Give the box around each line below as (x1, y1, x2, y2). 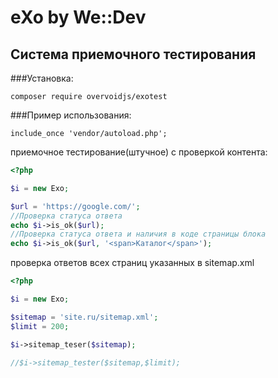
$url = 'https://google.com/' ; (10, 201, 141, 211)
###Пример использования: (10, 109, 132, 121)
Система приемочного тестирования (10, 46, 257, 63)
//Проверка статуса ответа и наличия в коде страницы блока (10, 229, 267, 240)
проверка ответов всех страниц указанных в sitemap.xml (10, 257, 255, 269)
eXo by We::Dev (10, 6, 147, 29)
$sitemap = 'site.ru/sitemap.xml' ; (10, 312, 159, 322)
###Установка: (10, 72, 74, 84)
